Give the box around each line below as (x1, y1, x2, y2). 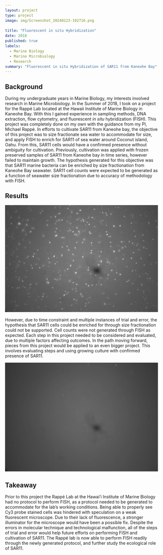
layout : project (5, 8, 38, 13)
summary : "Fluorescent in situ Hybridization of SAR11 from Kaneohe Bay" (5, 64, 158, 69)
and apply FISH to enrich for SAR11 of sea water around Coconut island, (5, 137, 148, 143)
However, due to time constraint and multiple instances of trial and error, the (5, 317, 158, 323)
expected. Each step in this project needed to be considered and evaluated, (5, 333, 156, 338)
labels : (5, 44, 21, 48)
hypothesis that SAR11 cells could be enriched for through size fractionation (5, 322, 156, 328)
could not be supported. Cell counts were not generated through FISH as (5, 327, 151, 333)
